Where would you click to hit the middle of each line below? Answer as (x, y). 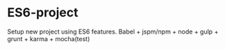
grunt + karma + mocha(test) (49, 38)
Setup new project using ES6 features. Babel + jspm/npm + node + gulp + (113, 32)
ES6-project (43, 13)
